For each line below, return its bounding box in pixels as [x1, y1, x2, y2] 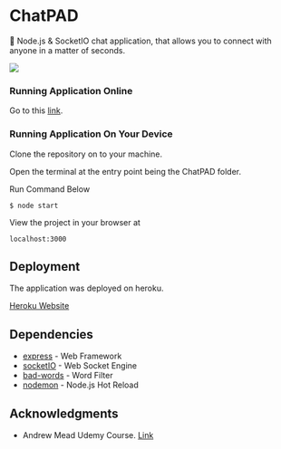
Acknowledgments [9, 406, 120, 421]
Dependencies [9, 327, 93, 342]
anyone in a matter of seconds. [9, 44, 125, 55]
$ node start [9, 201, 59, 210]
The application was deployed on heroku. [9, 282, 164, 294]
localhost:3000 [9, 234, 67, 244]
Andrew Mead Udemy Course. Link [22, 429, 154, 440]
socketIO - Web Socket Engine [22, 360, 138, 371]
